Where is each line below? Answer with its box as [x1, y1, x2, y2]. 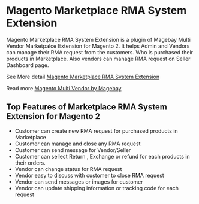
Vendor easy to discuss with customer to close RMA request [14, 172, 165, 179]
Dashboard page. [6, 61, 49, 69]
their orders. [14, 159, 46, 166]
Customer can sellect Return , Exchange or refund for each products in [14, 153, 190, 160]
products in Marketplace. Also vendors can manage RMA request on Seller [6, 55, 191, 62]
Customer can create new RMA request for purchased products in [14, 127, 178, 135]
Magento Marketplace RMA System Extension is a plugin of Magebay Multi [6, 36, 191, 43]
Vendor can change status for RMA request [14, 165, 122, 172]
